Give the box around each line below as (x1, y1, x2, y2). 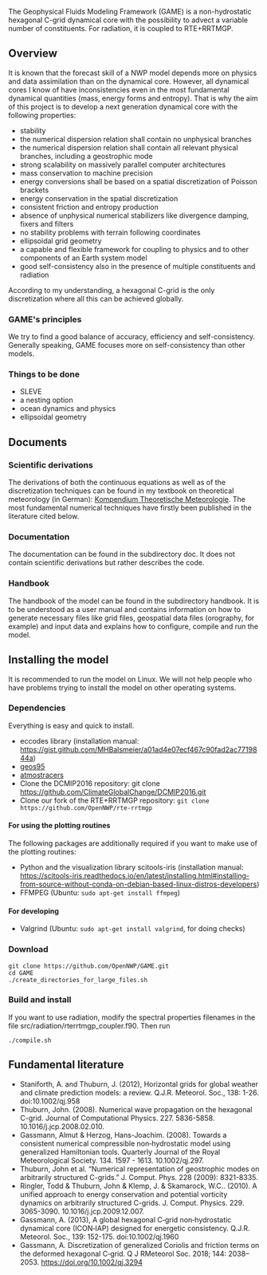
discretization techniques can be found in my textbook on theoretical (8, 486, 234, 495)
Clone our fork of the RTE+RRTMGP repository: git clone (19, 795, 210, 805)
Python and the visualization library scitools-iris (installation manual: (19, 862, 244, 872)
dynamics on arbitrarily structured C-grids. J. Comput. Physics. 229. (19, 1198, 245, 1207)
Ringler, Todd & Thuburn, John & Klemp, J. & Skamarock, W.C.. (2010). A (19, 1181, 257, 1190)
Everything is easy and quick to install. (8, 720, 135, 730)
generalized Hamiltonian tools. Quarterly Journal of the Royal (19, 1147, 221, 1156)
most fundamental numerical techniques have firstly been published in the (8, 503, 253, 513)
